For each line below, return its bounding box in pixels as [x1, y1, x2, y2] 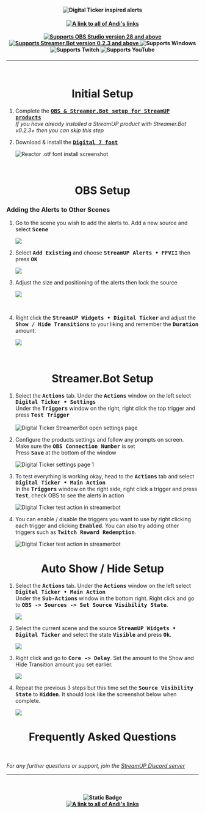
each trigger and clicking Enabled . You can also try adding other [15, 522, 179, 530]
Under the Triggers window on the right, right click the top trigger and [15, 405, 196, 412]
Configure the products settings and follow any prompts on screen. [15, 436, 184, 444]
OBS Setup [74, 184, 131, 197]
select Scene [15, 226, 49, 233]
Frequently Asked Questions [28, 730, 177, 744]
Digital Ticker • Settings [15, 399, 96, 406]
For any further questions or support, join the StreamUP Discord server [6, 762, 185, 770]
